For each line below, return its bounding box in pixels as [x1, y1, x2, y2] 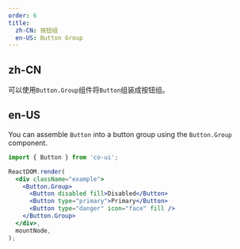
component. [8, 138, 48, 147]
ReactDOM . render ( [8, 167, 66, 175]
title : [8, 19, 30, 27]
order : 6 [8, 11, 37, 20]
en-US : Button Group [15, 33, 83, 42]
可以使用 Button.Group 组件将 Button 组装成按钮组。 [8, 85, 170, 95]
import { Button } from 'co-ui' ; [8, 153, 119, 161]
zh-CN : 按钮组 [15, 26, 59, 34]
